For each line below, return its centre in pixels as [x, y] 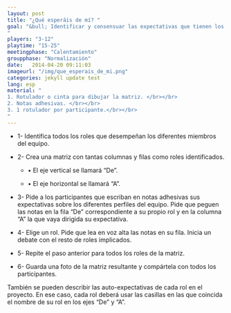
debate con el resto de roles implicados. [74, 240]
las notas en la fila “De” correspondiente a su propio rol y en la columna [119, 211]
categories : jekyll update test [54, 78]
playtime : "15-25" [34, 46]
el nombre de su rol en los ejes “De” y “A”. [66, 302]
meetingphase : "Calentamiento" [52, 53]
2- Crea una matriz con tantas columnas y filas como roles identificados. [121, 157]
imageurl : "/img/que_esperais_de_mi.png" [68, 71]
